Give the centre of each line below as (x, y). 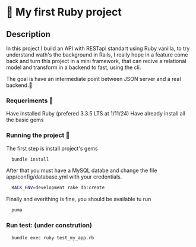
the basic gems (25, 120)
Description (28, 34)
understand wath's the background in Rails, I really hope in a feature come (97, 55)
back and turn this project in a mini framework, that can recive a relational (96, 61)
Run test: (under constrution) (49, 226)
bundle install (30, 159)
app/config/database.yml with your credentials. (64, 177)
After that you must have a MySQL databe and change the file (82, 171)
